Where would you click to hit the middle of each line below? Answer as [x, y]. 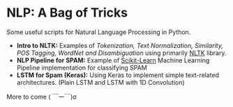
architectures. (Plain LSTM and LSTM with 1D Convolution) [101, 82]
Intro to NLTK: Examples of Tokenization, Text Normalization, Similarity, [120, 45]
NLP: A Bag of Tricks [67, 13]
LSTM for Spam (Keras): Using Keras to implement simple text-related [118, 75]
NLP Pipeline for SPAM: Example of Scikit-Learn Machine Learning [113, 60]
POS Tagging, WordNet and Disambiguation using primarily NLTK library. [121, 53]
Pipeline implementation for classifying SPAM [82, 67]
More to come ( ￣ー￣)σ [42, 97]
